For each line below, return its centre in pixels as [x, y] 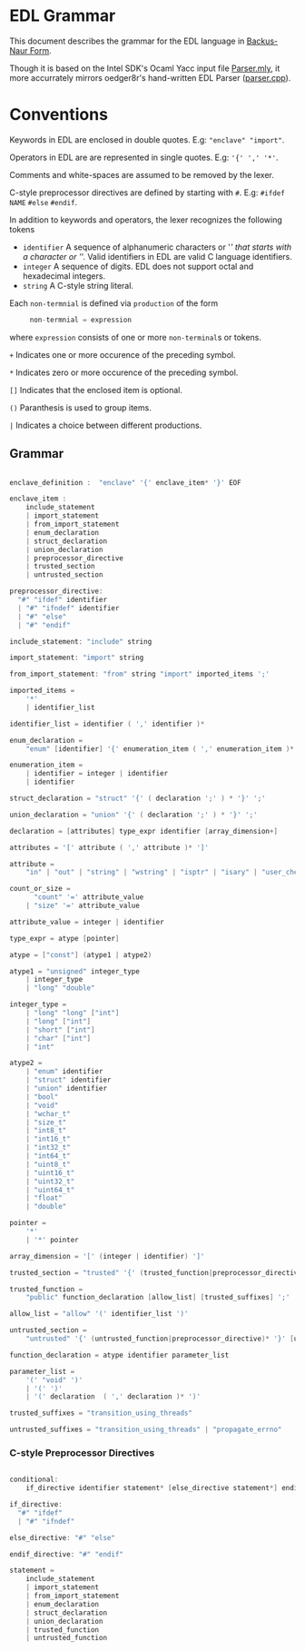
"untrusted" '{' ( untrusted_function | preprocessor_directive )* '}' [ [160, 1339]
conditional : [34, 1480]
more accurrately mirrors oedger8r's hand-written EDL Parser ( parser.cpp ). [150, 77]
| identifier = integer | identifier [97, 774]
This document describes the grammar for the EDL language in [127, 41]
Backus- [262, 41]
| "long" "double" [60, 988]
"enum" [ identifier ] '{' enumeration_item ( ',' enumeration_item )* [160, 749]
